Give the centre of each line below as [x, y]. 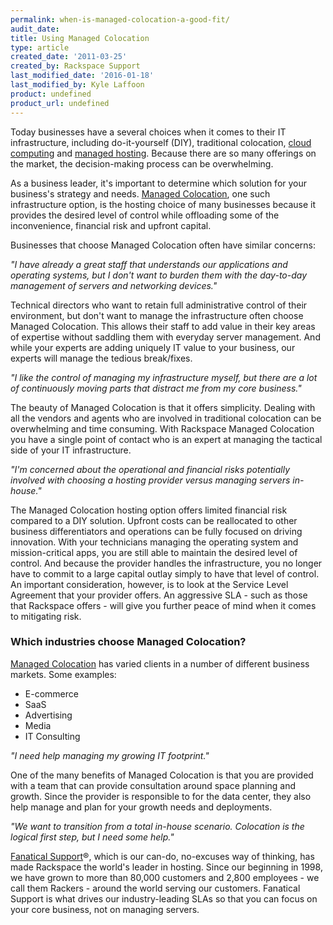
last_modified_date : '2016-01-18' [82, 76]
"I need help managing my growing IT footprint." [110, 755]
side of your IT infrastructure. [71, 450]
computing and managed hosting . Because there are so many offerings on [163, 153]
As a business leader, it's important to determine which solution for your [159, 183]
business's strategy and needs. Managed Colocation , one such [140, 193]
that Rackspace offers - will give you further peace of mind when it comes [163, 605]
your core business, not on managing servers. [105, 909]
